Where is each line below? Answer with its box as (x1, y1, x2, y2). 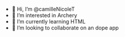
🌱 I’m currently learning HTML (11, 18, 86, 25)
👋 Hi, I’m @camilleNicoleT (11, 6, 75, 12)
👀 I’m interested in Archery (11, 12, 77, 19)
